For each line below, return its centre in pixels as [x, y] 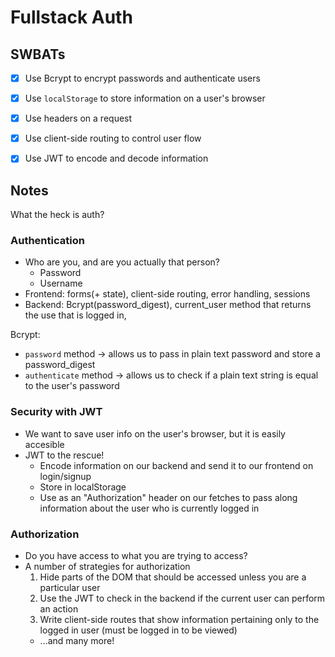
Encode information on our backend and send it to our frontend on [176, 465]
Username [61, 283]
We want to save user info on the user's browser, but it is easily [155, 433]
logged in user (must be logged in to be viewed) [138, 630]
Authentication [47, 241]
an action [59, 609]
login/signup [65, 476]
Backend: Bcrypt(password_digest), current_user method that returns [168, 305]
